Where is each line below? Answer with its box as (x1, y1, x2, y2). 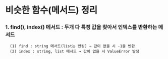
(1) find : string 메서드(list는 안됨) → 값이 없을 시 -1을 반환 (10, 43, 135, 49)
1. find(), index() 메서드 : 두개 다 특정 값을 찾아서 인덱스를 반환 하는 (5, 23, 157, 30)
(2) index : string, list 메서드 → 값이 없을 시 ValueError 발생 (10, 49, 140, 54)
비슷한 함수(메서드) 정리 (5, 4, 97, 16)
